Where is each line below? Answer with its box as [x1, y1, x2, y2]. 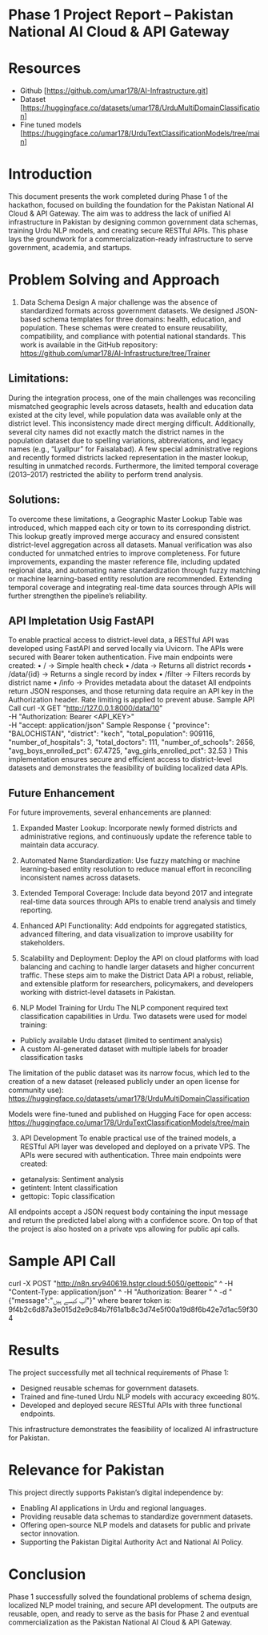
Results [8, 1342, 60, 1360]
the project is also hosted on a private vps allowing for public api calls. [8, 1224, 240, 1234]
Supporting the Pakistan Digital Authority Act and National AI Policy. [19, 1537, 244, 1547]
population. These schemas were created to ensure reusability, [19, 323, 228, 332]
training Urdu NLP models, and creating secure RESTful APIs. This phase [8, 226, 249, 236]
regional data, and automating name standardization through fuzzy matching [8, 565, 261, 575]
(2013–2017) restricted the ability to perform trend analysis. [8, 469, 204, 479]
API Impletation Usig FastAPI [8, 614, 154, 628]
